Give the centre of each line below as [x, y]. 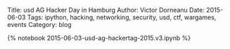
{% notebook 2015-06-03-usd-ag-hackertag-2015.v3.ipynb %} [99, 38]
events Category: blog [39, 24]
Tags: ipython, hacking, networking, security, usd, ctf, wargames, [122, 17]
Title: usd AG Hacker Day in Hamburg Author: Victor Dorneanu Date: [106, 10]
